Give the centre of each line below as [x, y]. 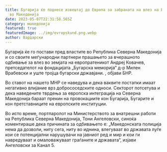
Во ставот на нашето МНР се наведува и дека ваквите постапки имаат [80, 82]
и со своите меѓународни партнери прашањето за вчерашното [73, 57]
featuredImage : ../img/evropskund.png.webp [51, 33]
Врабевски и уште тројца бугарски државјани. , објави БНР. [69, 73]
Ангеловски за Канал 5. [30, 145]
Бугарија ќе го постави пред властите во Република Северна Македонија [83, 52]
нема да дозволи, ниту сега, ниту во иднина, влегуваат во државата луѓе [83, 129]
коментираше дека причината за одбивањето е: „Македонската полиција [83, 124]
